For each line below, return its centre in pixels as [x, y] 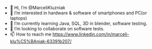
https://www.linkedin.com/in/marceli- [91, 34]
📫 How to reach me [30, 34]
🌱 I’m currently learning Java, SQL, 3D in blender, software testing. [78, 23]
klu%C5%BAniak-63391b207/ [40, 41]
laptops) [18, 18]
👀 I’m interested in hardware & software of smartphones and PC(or [78, 13]
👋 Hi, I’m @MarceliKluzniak [38, 8]
